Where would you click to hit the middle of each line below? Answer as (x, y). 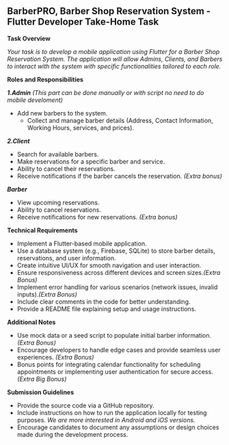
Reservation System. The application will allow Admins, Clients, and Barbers (115, 59)
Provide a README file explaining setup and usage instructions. (107, 309)
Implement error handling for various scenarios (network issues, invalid (117, 287)
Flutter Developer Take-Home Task (83, 22)
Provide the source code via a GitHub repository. (86, 405)
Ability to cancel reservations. (59, 210)
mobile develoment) (35, 100)
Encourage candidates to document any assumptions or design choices (118, 427)
